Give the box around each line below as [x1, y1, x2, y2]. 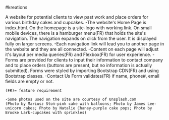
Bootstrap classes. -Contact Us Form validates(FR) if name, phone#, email [5, 73, 160, 79]
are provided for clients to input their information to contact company [19, 57, 163, 63]
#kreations [5, 5, 28, 10]
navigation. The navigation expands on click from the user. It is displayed [5, 35, 157, 41]
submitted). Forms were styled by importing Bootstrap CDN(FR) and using [5, 68, 159, 74]
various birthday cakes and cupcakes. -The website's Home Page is [5, 20, 146, 25]
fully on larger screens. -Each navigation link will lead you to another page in [5, 41, 164, 47]
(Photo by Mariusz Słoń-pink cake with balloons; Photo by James [5, 101, 145, 106]
